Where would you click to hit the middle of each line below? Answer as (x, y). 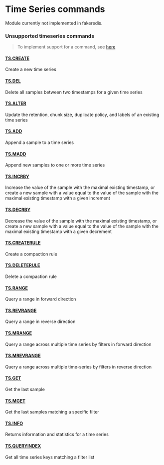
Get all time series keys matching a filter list (50, 457)
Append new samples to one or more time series (55, 165)
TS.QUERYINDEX (23, 446)
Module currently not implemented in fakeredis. (54, 23)
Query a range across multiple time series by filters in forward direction (78, 344)
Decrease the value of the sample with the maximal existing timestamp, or (81, 220)
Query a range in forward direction (41, 299)
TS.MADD (16, 154)
